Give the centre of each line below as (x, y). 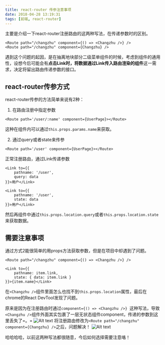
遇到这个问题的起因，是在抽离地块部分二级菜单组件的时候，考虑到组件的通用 (83, 57)
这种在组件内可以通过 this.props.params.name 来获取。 (60, 129)
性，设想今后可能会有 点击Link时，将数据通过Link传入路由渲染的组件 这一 (79, 63)
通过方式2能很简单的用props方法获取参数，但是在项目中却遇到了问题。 (77, 251)
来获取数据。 (18, 221)
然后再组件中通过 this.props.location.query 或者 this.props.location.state (82, 215)
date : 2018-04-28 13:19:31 (33, 14)
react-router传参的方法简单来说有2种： (45, 99)
